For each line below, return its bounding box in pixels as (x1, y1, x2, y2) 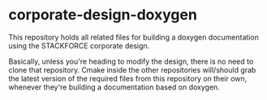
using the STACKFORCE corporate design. (8, 40, 150, 50)
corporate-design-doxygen (8, 6, 197, 24)
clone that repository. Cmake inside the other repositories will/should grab (8, 65, 256, 74)
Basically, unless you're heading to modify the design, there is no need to (8, 56, 254, 66)
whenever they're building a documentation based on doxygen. (8, 82, 221, 92)
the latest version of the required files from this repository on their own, (8, 73, 248, 83)
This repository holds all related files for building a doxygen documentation (8, 32, 260, 42)
